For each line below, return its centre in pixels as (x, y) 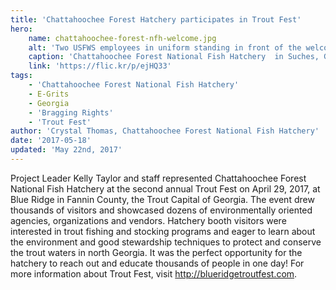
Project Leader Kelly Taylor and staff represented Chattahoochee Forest (158, 178)
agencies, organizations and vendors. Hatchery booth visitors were (148, 220)
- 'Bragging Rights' (71, 112)
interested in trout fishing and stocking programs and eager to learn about (163, 231)
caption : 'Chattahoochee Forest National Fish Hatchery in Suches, (174, 57)
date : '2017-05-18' (51, 141)
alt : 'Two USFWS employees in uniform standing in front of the (165, 47)
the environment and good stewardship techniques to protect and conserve (166, 242)
